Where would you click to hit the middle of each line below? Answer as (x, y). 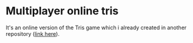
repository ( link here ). (33, 33)
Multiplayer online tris (62, 11)
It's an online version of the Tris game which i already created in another (96, 27)
